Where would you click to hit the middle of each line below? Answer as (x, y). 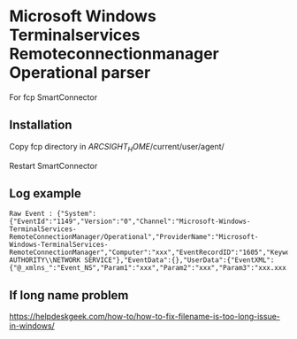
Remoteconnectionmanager (114, 54)
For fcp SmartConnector (53, 97)
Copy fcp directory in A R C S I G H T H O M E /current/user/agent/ (117, 147)
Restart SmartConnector (53, 166)
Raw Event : (31, 214)
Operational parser (80, 73)
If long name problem (69, 295)
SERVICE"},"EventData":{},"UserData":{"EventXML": (179, 260)
